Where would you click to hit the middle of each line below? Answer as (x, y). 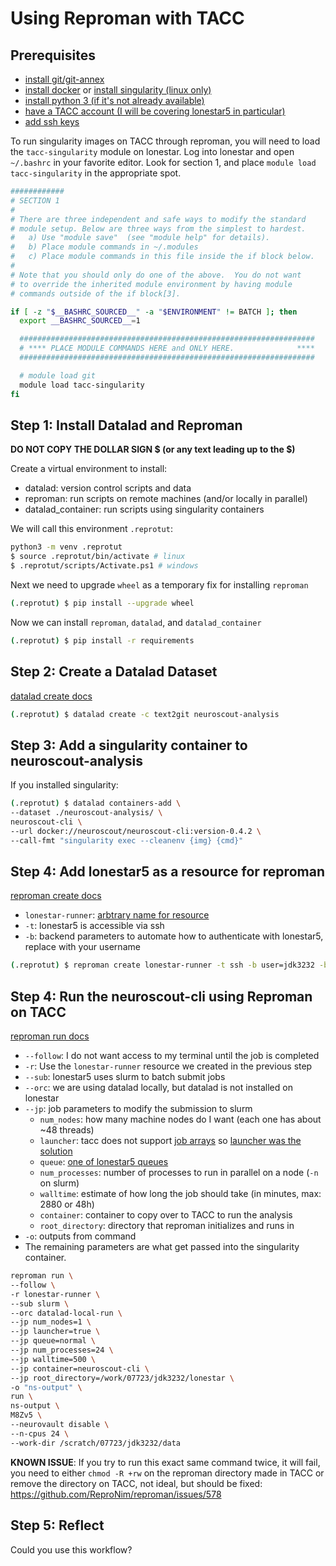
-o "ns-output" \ (46, 1387)
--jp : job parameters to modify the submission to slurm (138, 1109)
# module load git (58, 375)
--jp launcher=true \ (55, 1332)
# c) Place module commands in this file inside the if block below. (162, 257)
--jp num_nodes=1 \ (51, 1322)
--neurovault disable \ (60, 1425)
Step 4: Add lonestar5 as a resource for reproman (167, 871)
